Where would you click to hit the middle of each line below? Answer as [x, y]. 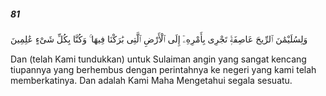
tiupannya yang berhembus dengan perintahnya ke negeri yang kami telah [163, 69]
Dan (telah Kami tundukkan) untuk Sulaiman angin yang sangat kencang [158, 59]
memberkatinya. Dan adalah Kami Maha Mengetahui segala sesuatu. [151, 80]
